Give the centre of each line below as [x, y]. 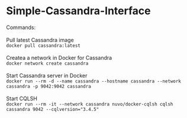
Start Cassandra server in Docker [47, 75]
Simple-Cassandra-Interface [78, 11]
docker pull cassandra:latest [43, 46]
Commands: [21, 27]
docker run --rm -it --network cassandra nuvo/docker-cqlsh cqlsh [90, 104]
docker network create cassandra [47, 63]
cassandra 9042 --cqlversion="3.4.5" [53, 109]
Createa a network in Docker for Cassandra [59, 58]
